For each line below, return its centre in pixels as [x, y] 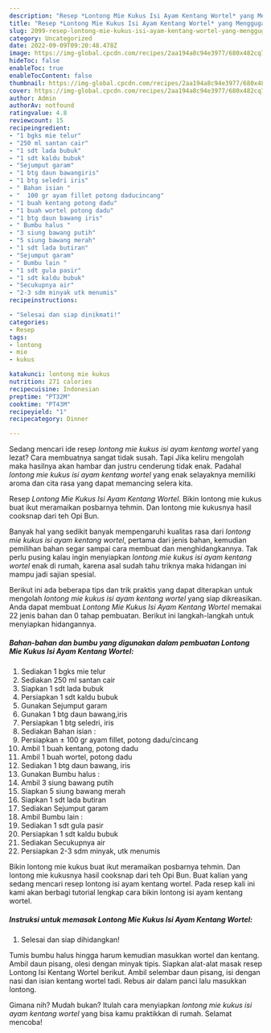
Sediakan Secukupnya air [63, 843]
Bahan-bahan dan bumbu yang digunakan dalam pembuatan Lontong [129, 643]
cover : [20, 91]
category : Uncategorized [51, 38]
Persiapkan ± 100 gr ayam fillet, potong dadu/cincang [109, 740]
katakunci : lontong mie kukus [60, 374]
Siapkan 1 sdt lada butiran [64, 800]
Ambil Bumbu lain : [52, 817]
